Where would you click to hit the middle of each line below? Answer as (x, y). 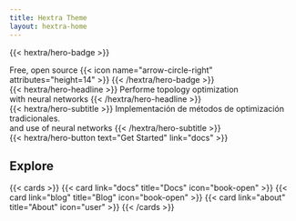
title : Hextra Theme (49, 18)
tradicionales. (35, 118)
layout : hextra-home (49, 26)
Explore (32, 166)
